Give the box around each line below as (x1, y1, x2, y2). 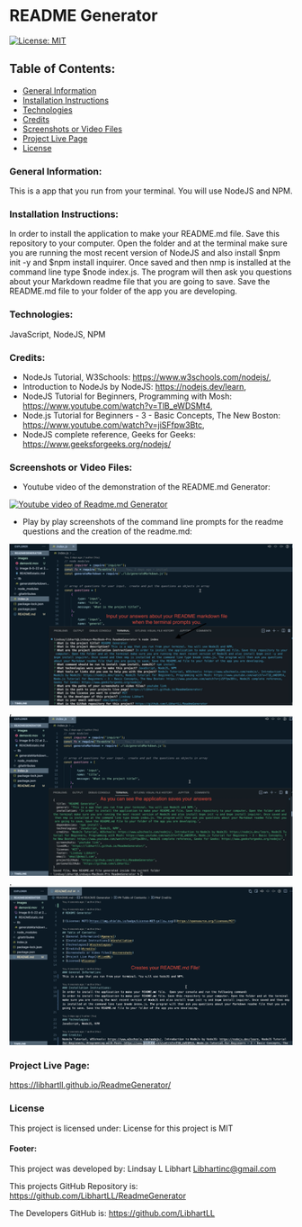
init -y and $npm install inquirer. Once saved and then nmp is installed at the (9, 257, 291, 268)
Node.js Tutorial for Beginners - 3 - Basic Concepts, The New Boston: (22, 410, 281, 420)
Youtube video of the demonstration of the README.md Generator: (22, 482, 271, 492)
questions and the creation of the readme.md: (22, 526, 193, 537)
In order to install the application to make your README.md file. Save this (9, 229, 280, 239)
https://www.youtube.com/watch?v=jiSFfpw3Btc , (22, 420, 205, 430)
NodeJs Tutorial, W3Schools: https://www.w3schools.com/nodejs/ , (22, 371, 271, 383)
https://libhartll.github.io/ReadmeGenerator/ (9, 1079, 172, 1090)
